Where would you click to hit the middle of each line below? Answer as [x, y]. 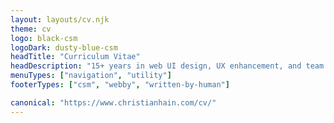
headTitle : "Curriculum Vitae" [75, 57]
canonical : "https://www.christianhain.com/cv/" [113, 102]
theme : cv [31, 29]
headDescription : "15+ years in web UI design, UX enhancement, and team [167, 66]
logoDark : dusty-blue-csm [64, 47]
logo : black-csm [44, 38]
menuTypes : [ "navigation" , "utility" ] [91, 76]
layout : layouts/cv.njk [60, 19]
